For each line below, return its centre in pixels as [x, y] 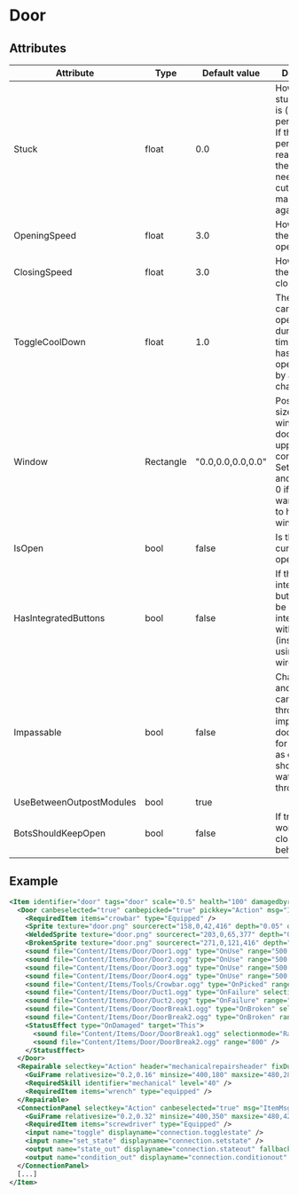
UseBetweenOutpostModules [75, 802]
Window [31, 462]
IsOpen [29, 548]
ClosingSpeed [43, 272]
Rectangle [166, 462]
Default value [231, 73]
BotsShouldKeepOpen [60, 833]
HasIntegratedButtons [59, 618]
